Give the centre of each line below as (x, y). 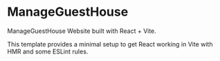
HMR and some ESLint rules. (48, 51)
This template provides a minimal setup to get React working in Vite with (110, 44)
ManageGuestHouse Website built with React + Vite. (82, 31)
